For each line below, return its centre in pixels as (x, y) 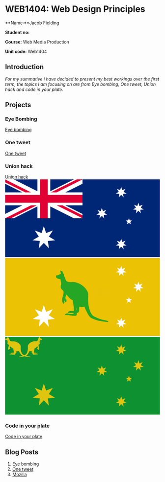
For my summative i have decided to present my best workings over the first (82, 79)
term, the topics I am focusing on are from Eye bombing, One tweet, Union (81, 84)
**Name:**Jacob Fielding (32, 23)
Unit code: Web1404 (26, 51)
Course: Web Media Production (37, 42)
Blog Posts (22, 452)
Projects (18, 105)
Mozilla (19, 475)
